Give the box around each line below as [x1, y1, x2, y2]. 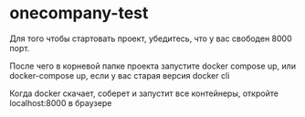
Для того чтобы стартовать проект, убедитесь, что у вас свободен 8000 [9, 33, 292, 44]
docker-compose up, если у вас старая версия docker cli [9, 69, 230, 80]
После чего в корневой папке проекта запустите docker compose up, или [9, 60, 297, 71]
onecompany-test [9, 3, 149, 24]
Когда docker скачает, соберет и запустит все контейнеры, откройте [9, 88, 279, 99]
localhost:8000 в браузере [9, 97, 112, 108]
